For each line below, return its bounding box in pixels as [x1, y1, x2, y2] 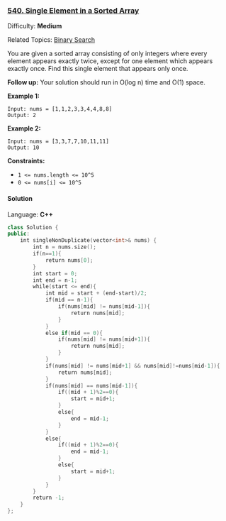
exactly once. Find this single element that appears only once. [7, 65, 188, 73]
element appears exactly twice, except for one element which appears [7, 57, 213, 65]
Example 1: [7, 92, 40, 101]
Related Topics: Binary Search [7, 35, 96, 44]
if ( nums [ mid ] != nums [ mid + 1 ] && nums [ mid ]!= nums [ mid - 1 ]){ [45, 362, 220, 369]
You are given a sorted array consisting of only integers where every [7, 49, 208, 58]
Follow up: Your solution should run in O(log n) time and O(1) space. [7, 78, 205, 87]
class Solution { [7, 224, 59, 231]
